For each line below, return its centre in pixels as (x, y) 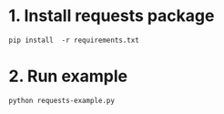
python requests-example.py (62, 100)
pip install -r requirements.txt (74, 40)
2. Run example (68, 76)
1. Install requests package (112, 16)
